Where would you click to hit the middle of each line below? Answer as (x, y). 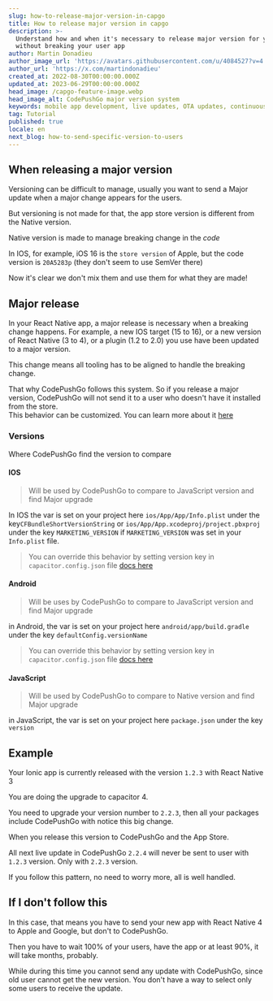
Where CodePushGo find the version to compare (90, 454)
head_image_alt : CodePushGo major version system (94, 99)
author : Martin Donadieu (50, 54)
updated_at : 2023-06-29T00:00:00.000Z (74, 84)
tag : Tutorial (32, 115)
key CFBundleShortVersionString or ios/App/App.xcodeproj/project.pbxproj (134, 523)
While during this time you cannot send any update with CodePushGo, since (136, 971)
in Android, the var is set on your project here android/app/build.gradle (129, 626)
